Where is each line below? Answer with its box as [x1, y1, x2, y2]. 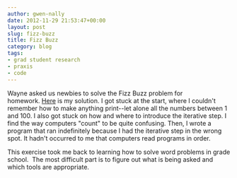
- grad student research [7, 57, 81, 64]
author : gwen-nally [7, 10, 65, 18]
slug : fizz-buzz [7, 30, 55, 37]
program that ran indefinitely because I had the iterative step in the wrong [7, 126, 222, 135]
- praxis [7, 63, 33, 70]
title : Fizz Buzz [7, 37, 59, 44]
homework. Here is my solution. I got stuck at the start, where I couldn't [7, 96, 216, 105]
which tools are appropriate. [7, 162, 90, 171]
